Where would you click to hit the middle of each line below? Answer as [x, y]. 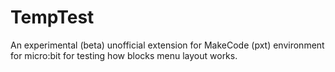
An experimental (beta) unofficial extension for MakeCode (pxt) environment [167, 45]
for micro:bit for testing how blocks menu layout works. [124, 55]
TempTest [52, 17]
